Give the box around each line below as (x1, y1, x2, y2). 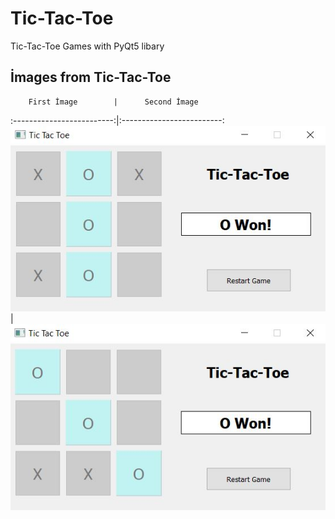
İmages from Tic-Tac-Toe (10, 69, 172, 86)
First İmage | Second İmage (28, 97, 199, 107)
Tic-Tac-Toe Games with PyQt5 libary (10, 40, 165, 52)
